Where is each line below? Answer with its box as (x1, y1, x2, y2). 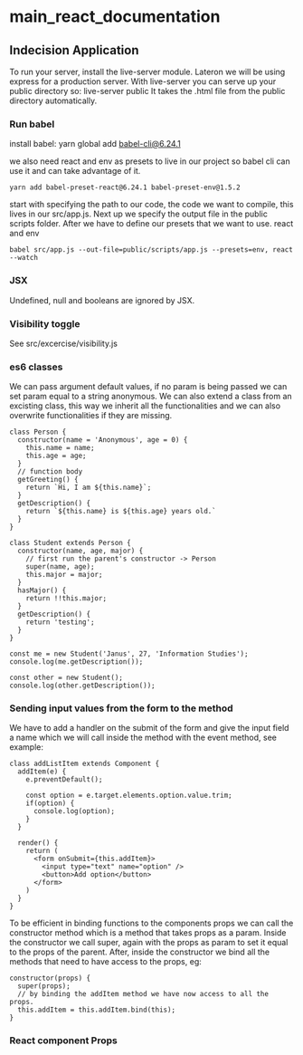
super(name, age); (25, 562, 95, 571)
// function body (17, 467, 83, 476)
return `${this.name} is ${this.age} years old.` (25, 507, 217, 516)
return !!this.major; (25, 594, 107, 603)
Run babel (9, 118, 55, 130)
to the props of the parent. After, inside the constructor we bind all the (9, 946, 270, 957)
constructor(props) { (9, 973, 91, 983)
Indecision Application (9, 43, 139, 58)
